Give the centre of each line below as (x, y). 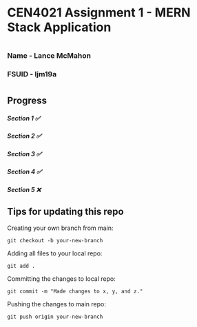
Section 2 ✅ (24, 136)
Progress (27, 101)
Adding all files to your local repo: (55, 253)
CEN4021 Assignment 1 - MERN (99, 13)
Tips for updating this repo (65, 211)
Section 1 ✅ (24, 118)
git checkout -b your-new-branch (55, 241)
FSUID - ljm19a (32, 74)
